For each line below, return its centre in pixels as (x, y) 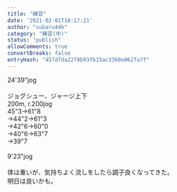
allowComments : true (38, 47)
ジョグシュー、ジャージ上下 (47, 95)
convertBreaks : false (39, 54)
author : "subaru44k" (38, 27)
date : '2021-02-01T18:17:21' (50, 20)
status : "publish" (34, 40)
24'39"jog (22, 80)
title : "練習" (27, 14)
